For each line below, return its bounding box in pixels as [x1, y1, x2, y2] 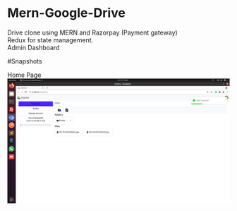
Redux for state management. [7, 35, 94, 44]
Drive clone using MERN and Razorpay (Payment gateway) [7, 28, 178, 37]
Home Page [7, 71, 42, 79]
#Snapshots [7, 56, 42, 65]
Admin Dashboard [7, 43, 60, 52]
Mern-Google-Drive [7, 5, 126, 21]
